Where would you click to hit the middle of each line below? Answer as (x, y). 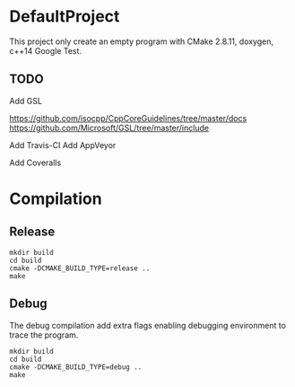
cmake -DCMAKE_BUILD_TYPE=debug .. (76, 367)
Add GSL (26, 101)
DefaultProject (65, 17)
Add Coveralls (35, 163)
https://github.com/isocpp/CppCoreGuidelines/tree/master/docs (128, 118)
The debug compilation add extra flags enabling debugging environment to (148, 325)
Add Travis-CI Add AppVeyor (63, 145)
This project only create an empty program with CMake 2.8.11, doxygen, (142, 41)
